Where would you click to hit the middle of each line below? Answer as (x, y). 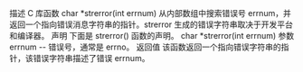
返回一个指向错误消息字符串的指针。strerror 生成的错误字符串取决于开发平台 (151, 24)
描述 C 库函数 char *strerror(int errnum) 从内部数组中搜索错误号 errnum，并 (150, 13)
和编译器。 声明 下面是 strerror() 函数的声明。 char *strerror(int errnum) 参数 (152, 36)
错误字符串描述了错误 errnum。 (91, 58)
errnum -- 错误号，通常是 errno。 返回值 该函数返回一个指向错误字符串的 (146, 47)
